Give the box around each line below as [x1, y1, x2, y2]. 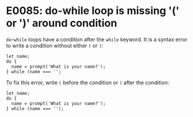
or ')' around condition [6, 16, 118, 30]
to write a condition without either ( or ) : [6, 42, 104, 49]
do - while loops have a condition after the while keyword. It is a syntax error [6, 36, 188, 43]
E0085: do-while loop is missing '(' [6, 4, 180, 18]
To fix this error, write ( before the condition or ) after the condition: [6, 79, 170, 86]
